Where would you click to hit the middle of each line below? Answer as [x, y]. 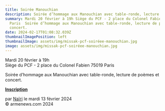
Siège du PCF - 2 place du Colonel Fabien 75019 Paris [60, 65]
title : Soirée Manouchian [31, 10]
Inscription [16, 89]
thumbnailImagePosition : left [36, 37]
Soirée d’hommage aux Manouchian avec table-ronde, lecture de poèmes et [82, 74]
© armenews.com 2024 [29, 104]
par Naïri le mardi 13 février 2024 [39, 99]
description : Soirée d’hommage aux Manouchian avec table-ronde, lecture [82, 14]
